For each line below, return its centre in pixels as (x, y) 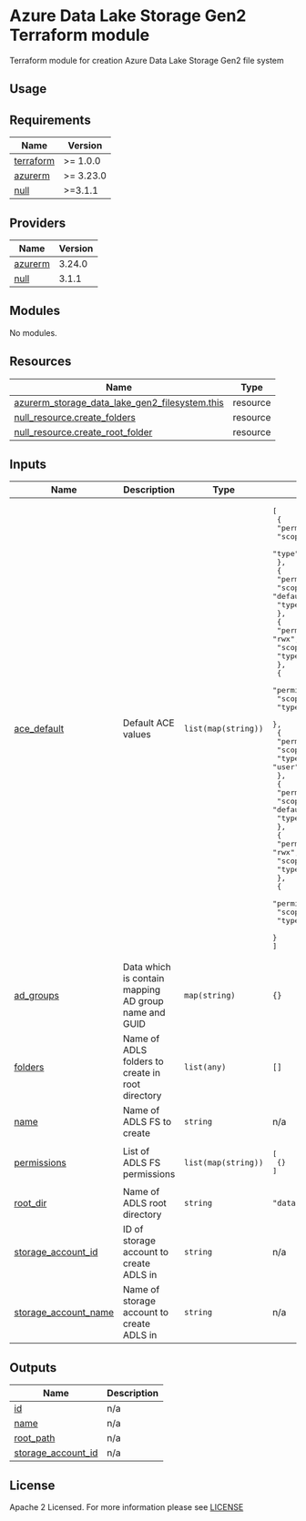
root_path (35, 1438)
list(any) (205, 1067)
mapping (142, 990)
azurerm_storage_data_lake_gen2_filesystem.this (119, 402)
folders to (143, 1061)
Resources (41, 362)
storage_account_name (64, 1313)
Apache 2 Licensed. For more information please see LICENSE (127, 1507)
